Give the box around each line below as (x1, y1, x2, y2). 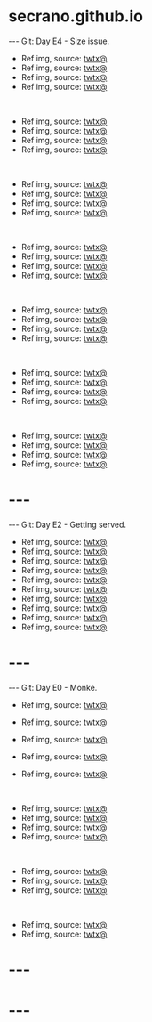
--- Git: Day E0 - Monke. (8, 682, 98, 693)
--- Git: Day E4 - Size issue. (8, 36, 110, 46)
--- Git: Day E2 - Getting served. (8, 519, 126, 530)
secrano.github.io (8, 6, 144, 27)
